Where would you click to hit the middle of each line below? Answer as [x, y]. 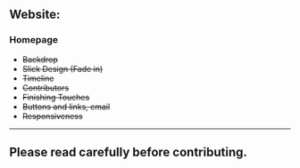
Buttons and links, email [66, 107]
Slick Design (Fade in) [62, 68]
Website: [35, 15]
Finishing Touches [56, 97]
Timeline [38, 78]
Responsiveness [52, 116]
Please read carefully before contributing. [128, 152]
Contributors [46, 87]
